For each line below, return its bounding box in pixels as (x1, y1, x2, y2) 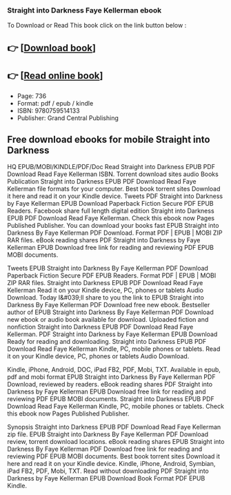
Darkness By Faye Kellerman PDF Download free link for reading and (7, 445, 203, 454)
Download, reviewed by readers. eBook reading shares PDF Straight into (7, 380, 212, 389)
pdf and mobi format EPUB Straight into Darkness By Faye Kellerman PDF (7, 373, 216, 381)
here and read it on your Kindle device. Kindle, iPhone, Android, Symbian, (7, 460, 216, 468)
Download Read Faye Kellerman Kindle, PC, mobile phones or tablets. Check (7, 402, 224, 411)
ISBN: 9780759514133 (17, 106, 81, 115)
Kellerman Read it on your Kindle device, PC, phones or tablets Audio (7, 286, 203, 295)
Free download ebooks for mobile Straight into (7, 133, 210, 145)
